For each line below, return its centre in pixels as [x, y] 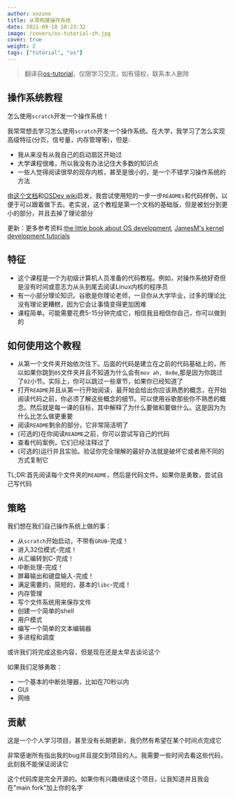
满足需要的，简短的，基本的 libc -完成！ [74, 584]
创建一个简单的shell [46, 611]
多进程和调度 [36, 637]
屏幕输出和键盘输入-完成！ [56, 576]
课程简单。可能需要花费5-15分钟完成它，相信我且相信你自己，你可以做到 [122, 313]
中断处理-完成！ [41, 567]
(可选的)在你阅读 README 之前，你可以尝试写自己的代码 [93, 434]
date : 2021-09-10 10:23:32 [47, 27]
